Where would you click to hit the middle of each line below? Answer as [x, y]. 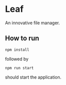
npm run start [20, 68]
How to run [22, 38]
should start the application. [33, 77]
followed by [17, 59]
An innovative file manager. [33, 23]
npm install [17, 50]
